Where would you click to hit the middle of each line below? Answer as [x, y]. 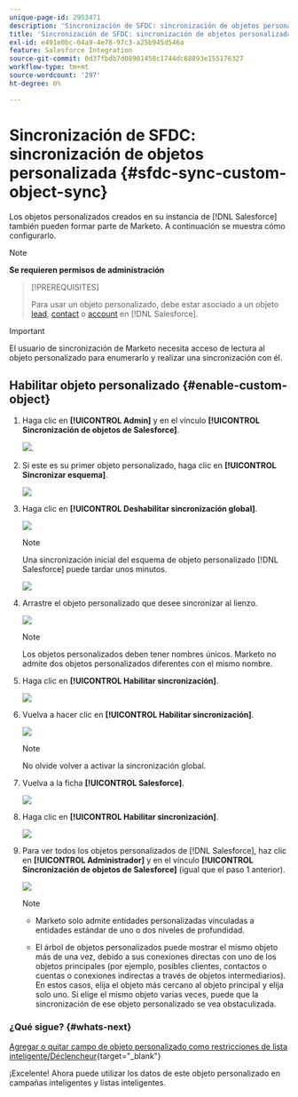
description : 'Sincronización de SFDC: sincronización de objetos [134, 26]
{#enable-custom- [235, 385]
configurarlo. [33, 235]
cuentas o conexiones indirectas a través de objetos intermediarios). [161, 976]
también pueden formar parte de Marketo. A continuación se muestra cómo [147, 226]
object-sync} [59, 191]
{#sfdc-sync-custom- [203, 173]
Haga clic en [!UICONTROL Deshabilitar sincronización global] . [140, 509]
